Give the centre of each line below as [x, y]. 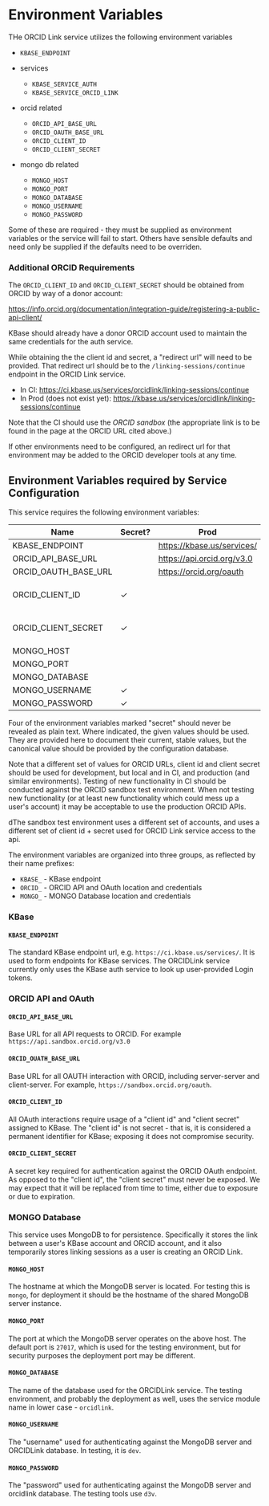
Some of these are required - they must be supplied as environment [120, 230]
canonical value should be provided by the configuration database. [119, 749]
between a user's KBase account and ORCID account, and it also [115, 1243]
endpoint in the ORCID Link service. [67, 374]
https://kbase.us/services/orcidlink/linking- [185, 398]
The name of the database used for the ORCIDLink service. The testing [125, 1390]
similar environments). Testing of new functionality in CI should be [117, 781]
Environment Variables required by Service [118, 480]
